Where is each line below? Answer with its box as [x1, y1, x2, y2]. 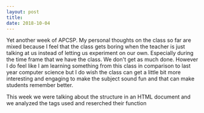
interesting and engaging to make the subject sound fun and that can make [6, 75, 195, 82]
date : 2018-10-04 [6, 20, 51, 26]
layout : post [6, 8, 40, 15]
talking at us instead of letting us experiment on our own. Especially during [6, 50, 194, 57]
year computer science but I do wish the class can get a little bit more [6, 69, 181, 76]
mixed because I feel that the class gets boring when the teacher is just [6, 43, 186, 50]
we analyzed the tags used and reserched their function [6, 100, 147, 107]
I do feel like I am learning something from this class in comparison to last [6, 62, 191, 69]
